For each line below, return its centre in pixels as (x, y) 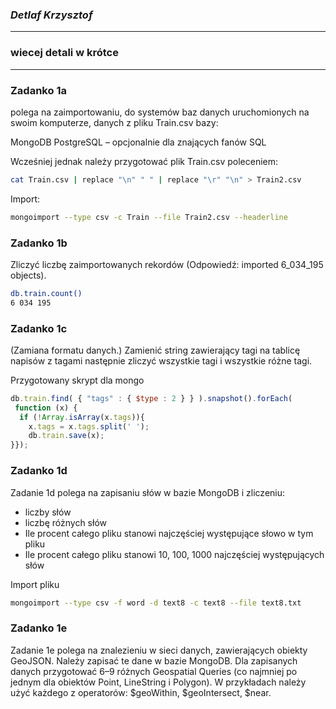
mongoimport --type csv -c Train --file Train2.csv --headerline (149, 217)
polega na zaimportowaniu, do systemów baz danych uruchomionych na (160, 112)
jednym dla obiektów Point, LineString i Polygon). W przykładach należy (158, 682)
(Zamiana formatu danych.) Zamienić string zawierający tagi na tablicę (155, 350)
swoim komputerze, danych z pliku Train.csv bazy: (114, 122)
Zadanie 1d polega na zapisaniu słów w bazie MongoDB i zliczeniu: (148, 492)
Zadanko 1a (38, 90)
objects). (28, 275)
